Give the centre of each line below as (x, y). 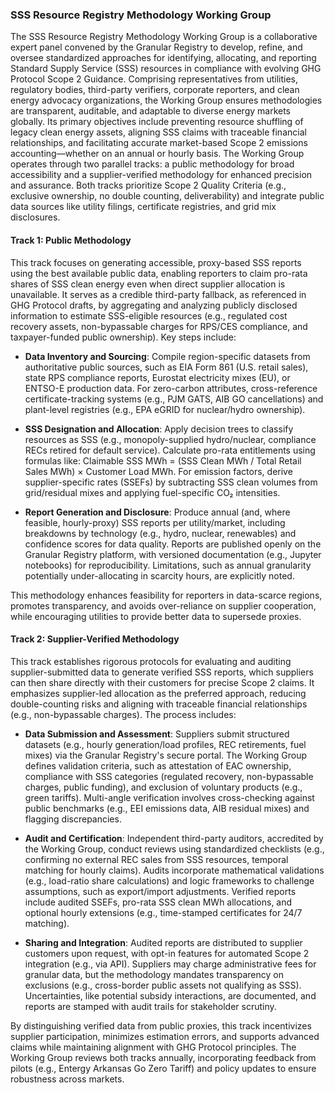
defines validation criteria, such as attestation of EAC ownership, (158, 765)
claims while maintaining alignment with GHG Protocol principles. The (153, 1047)
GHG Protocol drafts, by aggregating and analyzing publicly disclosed (154, 305)
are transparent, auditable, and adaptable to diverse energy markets (151, 111)
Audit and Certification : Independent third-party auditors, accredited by (174, 838)
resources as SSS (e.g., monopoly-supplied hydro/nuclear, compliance (170, 439)
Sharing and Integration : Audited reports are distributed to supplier (163, 942)
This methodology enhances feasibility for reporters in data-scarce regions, (166, 595)
